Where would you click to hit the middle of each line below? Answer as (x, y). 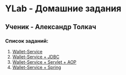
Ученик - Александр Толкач (51, 27)
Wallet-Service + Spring (37, 67)
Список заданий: (27, 41)
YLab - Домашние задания (63, 9)
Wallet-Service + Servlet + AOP (44, 62)
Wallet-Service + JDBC (36, 57)
